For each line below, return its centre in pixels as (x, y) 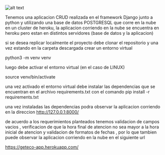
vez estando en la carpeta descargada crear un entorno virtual (69, 48)
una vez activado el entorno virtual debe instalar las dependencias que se (80, 86)
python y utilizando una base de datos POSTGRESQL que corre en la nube (81, 23)
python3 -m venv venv (28, 58)
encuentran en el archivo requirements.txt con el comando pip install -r (77, 92)
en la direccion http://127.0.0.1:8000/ (42, 112)
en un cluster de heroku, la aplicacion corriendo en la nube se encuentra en (82, 28)
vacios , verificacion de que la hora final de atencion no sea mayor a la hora (82, 127)
